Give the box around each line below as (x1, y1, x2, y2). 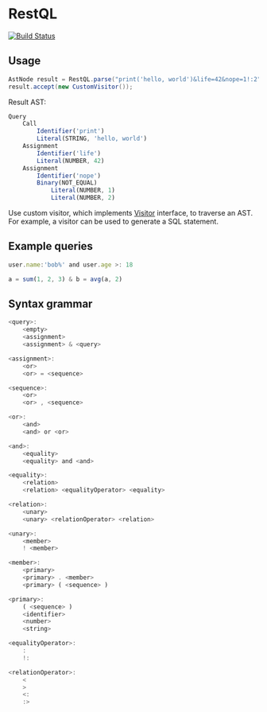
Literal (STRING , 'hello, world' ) (37, 134, 148, 143)
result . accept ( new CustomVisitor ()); (8, 83, 133, 91)
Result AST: (8, 97, 46, 107)
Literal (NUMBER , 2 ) (50, 194, 115, 202)
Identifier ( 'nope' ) (37, 172, 102, 180)
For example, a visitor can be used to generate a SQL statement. (8, 216, 219, 226)
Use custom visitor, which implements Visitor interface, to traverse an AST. (8, 208, 253, 217)
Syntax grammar (8, 297, 93, 310)
